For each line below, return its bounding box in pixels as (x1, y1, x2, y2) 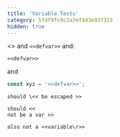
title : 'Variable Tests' (7, 10, 79, 17)
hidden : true (7, 23, 45, 30)
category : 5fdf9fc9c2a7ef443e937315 (7, 17, 113, 24)
